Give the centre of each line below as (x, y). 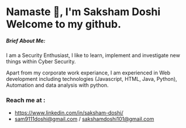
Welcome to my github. (64, 24)
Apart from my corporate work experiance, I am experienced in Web (88, 73)
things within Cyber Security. (41, 62)
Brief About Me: (26, 41)
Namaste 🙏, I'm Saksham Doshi (83, 12)
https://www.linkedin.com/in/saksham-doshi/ (69, 113)
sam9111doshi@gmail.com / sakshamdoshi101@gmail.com (84, 119)
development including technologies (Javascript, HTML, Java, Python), (92, 79)
